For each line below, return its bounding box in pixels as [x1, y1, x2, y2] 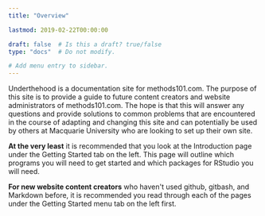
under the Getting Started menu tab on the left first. [8, 199, 177, 209]
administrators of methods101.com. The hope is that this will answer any [8, 101, 245, 110]
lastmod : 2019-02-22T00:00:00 [8, 25, 109, 34]
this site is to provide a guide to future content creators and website [8, 92, 231, 102]
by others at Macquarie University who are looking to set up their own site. [8, 126, 253, 136]
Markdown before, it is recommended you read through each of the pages [8, 191, 252, 200]
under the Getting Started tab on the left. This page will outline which [8, 150, 235, 160]
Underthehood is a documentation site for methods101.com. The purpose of [8, 84, 257, 94]
